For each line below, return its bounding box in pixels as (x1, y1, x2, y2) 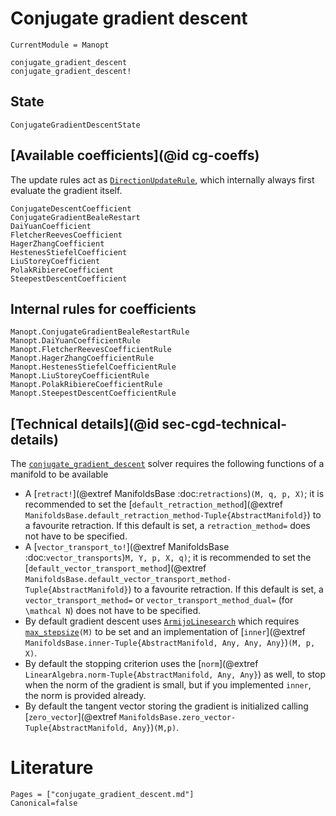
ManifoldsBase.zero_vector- (119, 713, 237, 723)
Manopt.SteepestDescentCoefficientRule (10, 388, 177, 399)
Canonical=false (10, 798, 78, 809)
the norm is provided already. (24, 690, 147, 702)
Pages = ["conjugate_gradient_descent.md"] (10, 790, 195, 800)
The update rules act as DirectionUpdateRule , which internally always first (10, 173, 315, 186)
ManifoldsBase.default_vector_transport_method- (24, 575, 232, 585)
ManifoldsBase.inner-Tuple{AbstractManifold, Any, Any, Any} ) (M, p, (24, 637, 316, 649)
